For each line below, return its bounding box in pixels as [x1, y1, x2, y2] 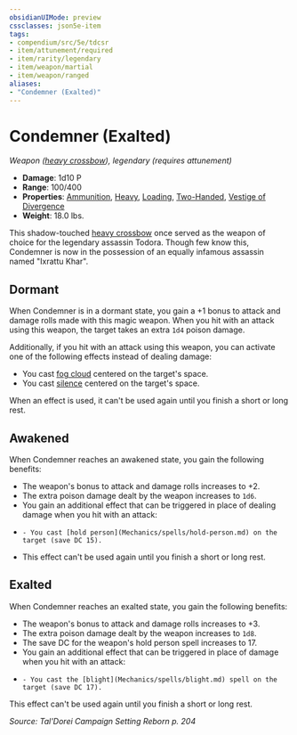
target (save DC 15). [21, 536, 102, 545]
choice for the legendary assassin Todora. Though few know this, [9, 237, 250, 248]
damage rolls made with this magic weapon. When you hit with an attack [9, 315, 275, 326]
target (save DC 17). [21, 682, 102, 691]
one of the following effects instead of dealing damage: [9, 351, 212, 362]
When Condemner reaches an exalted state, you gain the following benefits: [9, 600, 288, 611]
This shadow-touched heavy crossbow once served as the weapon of [9, 228, 266, 239]
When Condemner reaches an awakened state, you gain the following [9, 454, 265, 465]
